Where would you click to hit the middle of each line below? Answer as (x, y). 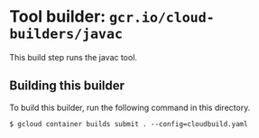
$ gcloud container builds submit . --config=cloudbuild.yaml (129, 124)
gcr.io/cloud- (162, 18)
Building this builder (67, 86)
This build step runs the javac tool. (74, 57)
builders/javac (66, 34)
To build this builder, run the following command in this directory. (130, 107)
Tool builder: (58, 17)
